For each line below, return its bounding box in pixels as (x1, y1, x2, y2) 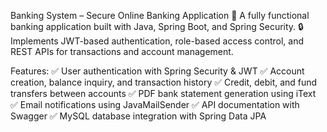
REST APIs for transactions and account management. (10, 46, 234, 57)
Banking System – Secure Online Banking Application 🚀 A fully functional (10, 10, 310, 21)
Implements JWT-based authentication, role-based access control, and (10, 35, 305, 47)
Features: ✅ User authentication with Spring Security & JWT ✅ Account (10, 65, 305, 77)
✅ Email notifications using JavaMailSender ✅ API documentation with (10, 99, 300, 110)
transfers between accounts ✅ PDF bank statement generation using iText (10, 88, 317, 99)
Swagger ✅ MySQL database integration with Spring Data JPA (10, 110, 267, 122)
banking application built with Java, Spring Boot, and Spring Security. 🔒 (10, 21, 304, 32)
